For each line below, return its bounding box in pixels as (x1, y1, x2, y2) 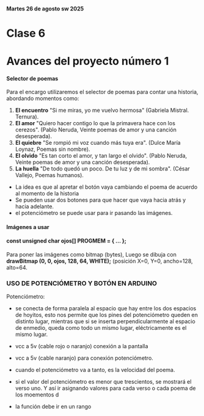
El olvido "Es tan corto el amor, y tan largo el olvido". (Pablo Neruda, (15, 152, 188, 159)
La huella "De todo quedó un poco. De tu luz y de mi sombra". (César (15, 165, 191, 172)
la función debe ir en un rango (15, 403, 92, 411)
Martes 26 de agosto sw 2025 (6, 5, 84, 12)
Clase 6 (6, 26, 46, 40)
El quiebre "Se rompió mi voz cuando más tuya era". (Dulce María (15, 139, 181, 147)
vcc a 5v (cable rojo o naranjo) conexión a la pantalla (15, 343, 148, 350)
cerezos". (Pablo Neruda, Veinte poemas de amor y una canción (15, 126, 177, 134)
